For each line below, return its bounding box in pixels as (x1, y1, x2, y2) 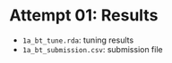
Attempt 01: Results (9, 5, 159, 26)
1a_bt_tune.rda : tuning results (21, 35, 134, 45)
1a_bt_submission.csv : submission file (21, 43, 163, 54)
